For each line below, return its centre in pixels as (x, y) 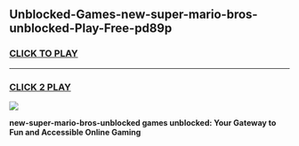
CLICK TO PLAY (44, 54)
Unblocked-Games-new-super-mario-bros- (133, 15)
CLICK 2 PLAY (40, 87)
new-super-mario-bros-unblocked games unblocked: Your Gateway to (143, 122)
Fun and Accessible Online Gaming (75, 132)
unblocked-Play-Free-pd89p (91, 29)
